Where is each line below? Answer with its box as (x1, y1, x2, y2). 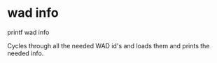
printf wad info (7, 28, 50, 36)
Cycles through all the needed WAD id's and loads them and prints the (7, 41, 210, 50)
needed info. (7, 49, 44, 57)
